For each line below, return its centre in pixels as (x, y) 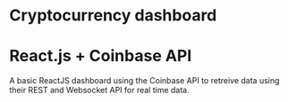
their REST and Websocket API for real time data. (99, 90)
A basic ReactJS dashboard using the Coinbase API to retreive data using (144, 81)
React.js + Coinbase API (101, 56)
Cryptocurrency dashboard (113, 16)
